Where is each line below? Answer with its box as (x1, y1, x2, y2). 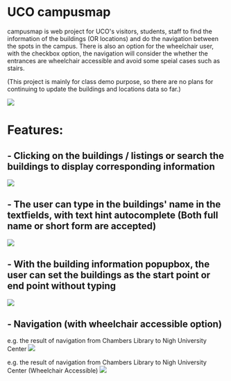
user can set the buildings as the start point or (7, 269, 211, 281)
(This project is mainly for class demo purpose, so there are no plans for (7, 77, 214, 85)
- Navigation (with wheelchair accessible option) (7, 318, 222, 330)
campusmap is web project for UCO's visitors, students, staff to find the (7, 27, 213, 35)
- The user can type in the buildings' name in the (7, 198, 221, 210)
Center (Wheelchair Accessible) (7, 366, 99, 375)
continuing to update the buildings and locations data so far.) (7, 85, 182, 93)
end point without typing (7, 280, 117, 292)
